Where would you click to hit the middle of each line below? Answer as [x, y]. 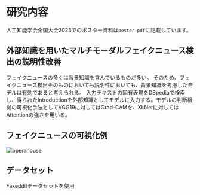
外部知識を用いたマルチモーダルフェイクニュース [96, 51]
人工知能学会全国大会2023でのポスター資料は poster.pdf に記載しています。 [99, 30]
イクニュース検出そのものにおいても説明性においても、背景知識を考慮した [97, 85]
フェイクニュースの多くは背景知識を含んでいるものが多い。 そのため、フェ [98, 77]
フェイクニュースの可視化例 [57, 135]
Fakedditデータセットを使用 [40, 186]
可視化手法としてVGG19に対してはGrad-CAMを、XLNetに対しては [98, 107]
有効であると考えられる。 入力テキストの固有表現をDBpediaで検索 [104, 92]
